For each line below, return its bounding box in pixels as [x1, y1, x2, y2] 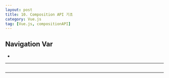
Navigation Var [5, 39, 53, 48]
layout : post [5, 7, 33, 12]
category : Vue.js [5, 16, 42, 21]
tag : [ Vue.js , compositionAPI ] [5, 21, 71, 26]
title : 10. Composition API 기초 [5, 12, 73, 17]
